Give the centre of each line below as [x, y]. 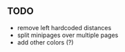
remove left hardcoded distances [64, 27]
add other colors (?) [45, 42]
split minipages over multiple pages [68, 35]
